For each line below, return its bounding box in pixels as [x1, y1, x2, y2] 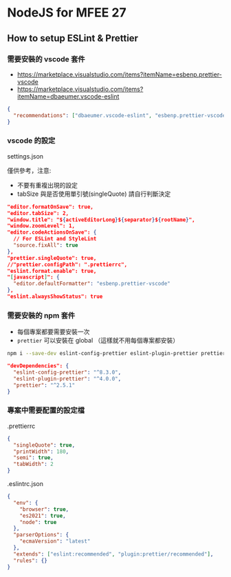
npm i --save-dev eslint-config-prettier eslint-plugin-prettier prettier [7, 350, 226, 357]
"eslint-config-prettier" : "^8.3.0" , [13, 369, 122, 376]
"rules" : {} [13, 557, 48, 564]
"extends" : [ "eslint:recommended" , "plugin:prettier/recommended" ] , [13, 550, 214, 558]
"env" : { [13, 499, 38, 506]
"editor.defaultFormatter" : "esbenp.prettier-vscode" [13, 281, 170, 287]
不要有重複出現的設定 [16, 181, 78, 189]
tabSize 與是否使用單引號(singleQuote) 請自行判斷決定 [16, 190, 171, 198]
